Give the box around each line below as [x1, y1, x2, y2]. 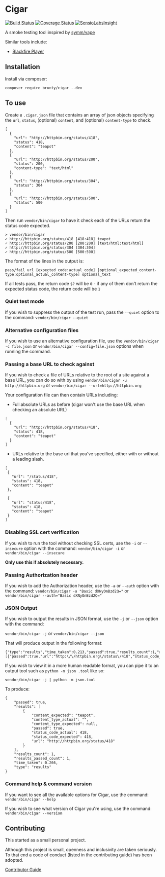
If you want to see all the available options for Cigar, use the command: [5, 792, 149, 798]
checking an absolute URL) [12, 407, 67, 413]
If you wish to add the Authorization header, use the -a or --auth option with [5, 583, 159, 589]
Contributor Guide [5, 867, 42, 873]
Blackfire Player [12, 48, 44, 54]
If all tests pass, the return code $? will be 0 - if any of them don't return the [5, 280, 158, 287]
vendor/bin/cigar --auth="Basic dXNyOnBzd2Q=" [5, 593, 102, 598]
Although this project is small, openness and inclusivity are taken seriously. [5, 847, 157, 853]
